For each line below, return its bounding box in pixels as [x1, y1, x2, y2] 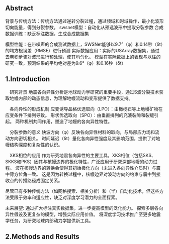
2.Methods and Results [5, 232, 79, 241]
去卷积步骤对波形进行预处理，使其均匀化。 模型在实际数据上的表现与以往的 [5, 54, 161, 60]
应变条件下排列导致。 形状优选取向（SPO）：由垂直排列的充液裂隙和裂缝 [5, 112, 154, 118]
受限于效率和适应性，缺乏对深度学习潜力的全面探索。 [9, 194, 120, 200]
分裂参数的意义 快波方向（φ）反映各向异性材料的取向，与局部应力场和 [10, 129, 155, 135]
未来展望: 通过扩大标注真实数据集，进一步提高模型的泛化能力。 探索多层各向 [5, 205, 163, 211]
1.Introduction [5, 75, 50, 83]
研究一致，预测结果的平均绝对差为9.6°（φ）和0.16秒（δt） [5, 60, 126, 66]
